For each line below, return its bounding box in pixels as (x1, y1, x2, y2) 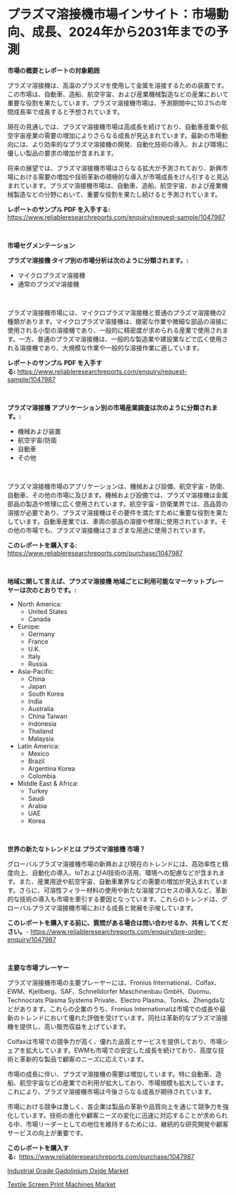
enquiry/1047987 (7, 935, 56, 943)
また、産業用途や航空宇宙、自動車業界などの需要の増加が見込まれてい (18, 877, 223, 886)
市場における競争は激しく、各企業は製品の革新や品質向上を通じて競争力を (7, 1102, 223, 1111)
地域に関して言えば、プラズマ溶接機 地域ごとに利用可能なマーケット (7, 577, 206, 585)
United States (27, 607, 68, 615)
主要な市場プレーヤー (7, 963, 69, 971)
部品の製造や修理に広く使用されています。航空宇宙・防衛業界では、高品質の (7, 499, 228, 508)
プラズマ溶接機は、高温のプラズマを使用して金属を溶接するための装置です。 (7, 81, 228, 89)
